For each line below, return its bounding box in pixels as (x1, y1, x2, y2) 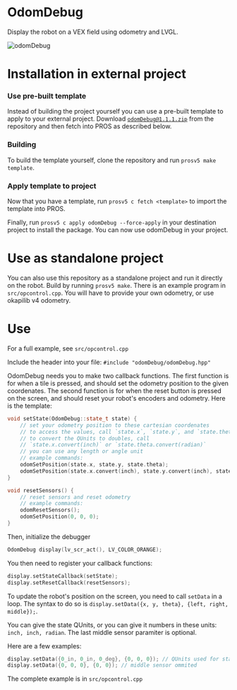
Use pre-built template (7, 91, 87, 101)
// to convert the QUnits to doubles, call (20, 435, 150, 442)
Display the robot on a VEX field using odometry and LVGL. (7, 28, 178, 36)
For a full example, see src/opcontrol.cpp (7, 344, 129, 353)
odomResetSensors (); (20, 507, 80, 514)
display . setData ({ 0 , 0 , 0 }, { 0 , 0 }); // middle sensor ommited (7, 662, 197, 669)
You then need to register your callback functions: (7, 559, 153, 567)
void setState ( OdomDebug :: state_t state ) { (7, 415, 138, 422)
